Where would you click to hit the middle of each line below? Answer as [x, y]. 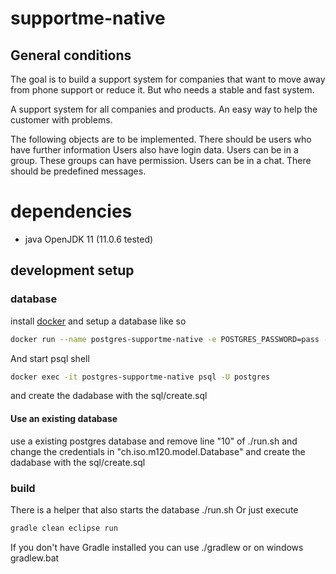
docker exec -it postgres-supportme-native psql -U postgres [140, 377]
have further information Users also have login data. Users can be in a [154, 150]
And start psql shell [50, 358]
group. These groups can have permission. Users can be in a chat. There [161, 160]
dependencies [71, 211]
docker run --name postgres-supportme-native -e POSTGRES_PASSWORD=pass [165, 339]
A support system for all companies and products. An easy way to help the [164, 109]
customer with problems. [61, 120]
